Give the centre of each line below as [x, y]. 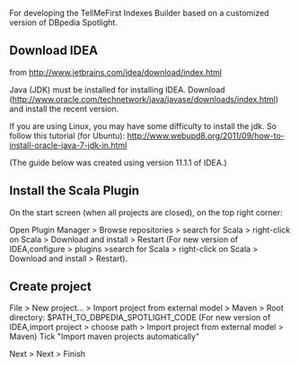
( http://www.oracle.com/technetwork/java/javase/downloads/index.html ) [144, 99]
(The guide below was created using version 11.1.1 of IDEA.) [118, 162]
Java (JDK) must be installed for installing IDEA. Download [118, 90]
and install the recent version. [64, 109]
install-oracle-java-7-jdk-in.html [68, 145]
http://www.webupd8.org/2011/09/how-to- [206, 135]
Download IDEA [54, 51]
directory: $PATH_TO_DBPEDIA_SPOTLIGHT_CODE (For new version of [140, 318]
